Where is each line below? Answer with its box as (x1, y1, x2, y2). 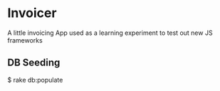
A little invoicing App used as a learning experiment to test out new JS (7, 28, 213, 37)
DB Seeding (7, 57, 61, 69)
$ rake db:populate (7, 75, 63, 84)
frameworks (7, 36, 43, 44)
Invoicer (7, 5, 57, 21)
